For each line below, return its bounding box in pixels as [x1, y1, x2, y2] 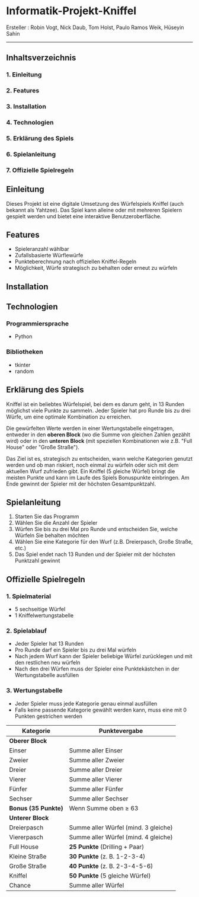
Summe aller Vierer [69, 775, 123, 783]
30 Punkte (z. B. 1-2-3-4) [69, 852, 146, 860]
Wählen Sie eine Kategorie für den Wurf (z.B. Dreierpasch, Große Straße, [14, 538, 193, 545]
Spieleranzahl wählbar [14, 245, 69, 253]
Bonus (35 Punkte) [9, 804, 63, 812]
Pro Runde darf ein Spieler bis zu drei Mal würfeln [14, 646, 137, 653]
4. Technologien [6, 119, 54, 127]
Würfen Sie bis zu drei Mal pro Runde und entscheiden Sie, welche [14, 526, 178, 533]
